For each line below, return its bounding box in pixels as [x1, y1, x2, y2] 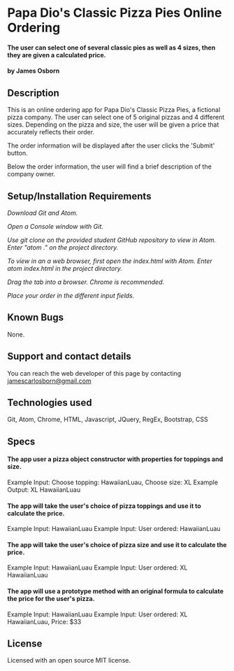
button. [7, 149, 28, 157]
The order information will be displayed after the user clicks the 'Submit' [7, 141, 215, 150]
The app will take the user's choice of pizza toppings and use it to [7, 502, 201, 510]
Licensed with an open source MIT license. [7, 656, 131, 665]
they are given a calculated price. [7, 50, 106, 59]
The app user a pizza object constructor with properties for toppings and [7, 455, 224, 463]
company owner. [7, 170, 56, 178]
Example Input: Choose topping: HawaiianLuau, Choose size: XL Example [7, 478, 219, 487]
